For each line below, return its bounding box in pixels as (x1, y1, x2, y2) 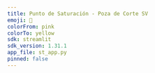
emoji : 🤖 (7, 17, 33, 24)
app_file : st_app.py (7, 49, 68, 56)
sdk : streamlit (7, 36, 52, 43)
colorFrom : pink (7, 23, 54, 30)
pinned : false (7, 56, 49, 63)
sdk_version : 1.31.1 (7, 42, 68, 49)
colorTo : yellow (7, 29, 54, 37)
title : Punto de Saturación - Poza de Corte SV (7, 10, 149, 17)
